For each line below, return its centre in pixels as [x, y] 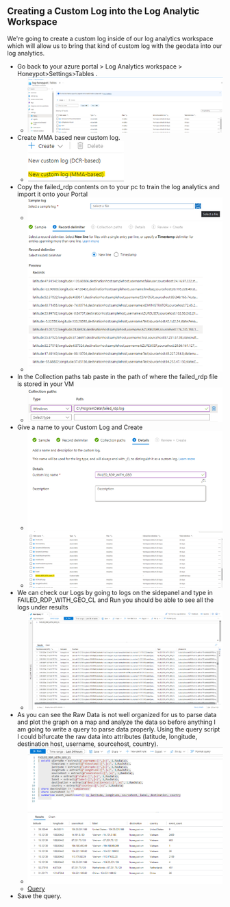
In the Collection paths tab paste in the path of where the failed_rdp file [117, 377]
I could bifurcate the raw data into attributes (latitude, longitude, [107, 737]
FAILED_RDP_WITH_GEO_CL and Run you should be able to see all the [115, 600]
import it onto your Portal [52, 194]
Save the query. [39, 896]
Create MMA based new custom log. [68, 138]
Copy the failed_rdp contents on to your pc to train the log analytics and [118, 187]
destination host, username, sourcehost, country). [88, 744]
